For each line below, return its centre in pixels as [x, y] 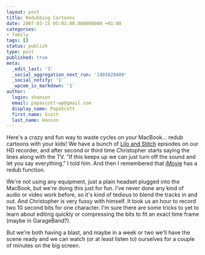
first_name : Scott [35, 114]
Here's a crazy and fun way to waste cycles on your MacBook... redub [95, 138]
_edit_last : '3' [32, 69]
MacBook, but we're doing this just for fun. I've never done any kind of [95, 188]
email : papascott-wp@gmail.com [52, 103]
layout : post [23, 12]
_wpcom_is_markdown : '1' [43, 86]
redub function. [26, 170]
